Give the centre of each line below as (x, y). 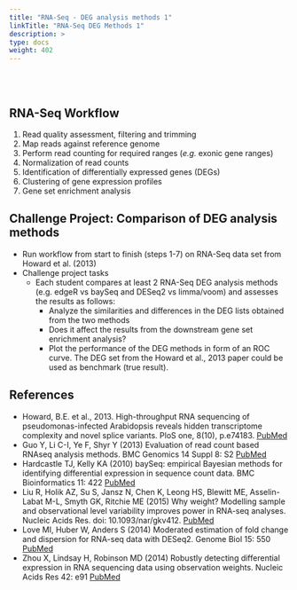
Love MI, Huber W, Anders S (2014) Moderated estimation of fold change (155, 530)
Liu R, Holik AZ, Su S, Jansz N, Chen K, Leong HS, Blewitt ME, (135, 492)
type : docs (29, 42)
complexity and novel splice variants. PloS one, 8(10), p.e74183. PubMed (155, 435)
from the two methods (89, 319)
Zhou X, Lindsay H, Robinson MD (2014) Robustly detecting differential (151, 558)
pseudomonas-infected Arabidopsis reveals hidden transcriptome (142, 426)
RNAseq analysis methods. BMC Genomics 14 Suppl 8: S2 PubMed (145, 454)
